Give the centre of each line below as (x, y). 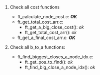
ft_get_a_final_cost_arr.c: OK (46, 37)
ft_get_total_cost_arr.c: (40, 22)
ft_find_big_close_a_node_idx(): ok (60, 67)
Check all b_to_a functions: (38, 47)
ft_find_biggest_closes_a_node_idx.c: (55, 57)
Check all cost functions (35, 7)
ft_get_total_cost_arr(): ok (51, 32)
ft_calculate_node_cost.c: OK (47, 17)
